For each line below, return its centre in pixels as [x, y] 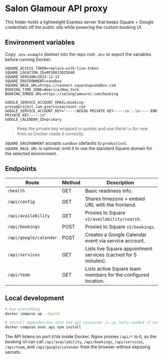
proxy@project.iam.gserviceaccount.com [45, 107]
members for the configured [117, 275]
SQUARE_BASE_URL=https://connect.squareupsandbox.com [61, 85]
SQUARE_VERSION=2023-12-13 [32, 77]
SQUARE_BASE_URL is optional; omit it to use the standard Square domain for [79, 148]
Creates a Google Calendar [116, 234]
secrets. [13, 352]
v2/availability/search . [113, 219]
